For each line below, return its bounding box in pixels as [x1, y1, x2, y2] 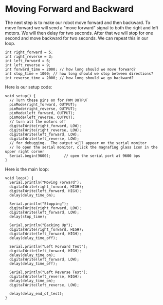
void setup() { [5, 93, 36, 98]
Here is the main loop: [5, 166, 49, 172]
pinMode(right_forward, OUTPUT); [9, 102, 77, 107]
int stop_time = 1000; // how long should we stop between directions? [5, 71, 153, 76]
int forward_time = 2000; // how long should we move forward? [5, 67, 136, 72]
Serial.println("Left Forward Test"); [9, 244, 89, 249]
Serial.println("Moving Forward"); [9, 180, 82, 185]
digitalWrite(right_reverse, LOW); [9, 128, 82, 132]
